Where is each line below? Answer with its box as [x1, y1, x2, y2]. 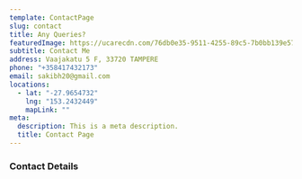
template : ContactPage [9, 13, 94, 22]
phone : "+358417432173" [9, 64, 99, 73]
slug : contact [9, 22, 63, 31]
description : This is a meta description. [17, 122, 179, 131]
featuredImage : [9, 38, 67, 48]
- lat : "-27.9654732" [17, 88, 99, 97]
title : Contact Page [17, 130, 94, 139]
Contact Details [9, 159, 79, 172]
